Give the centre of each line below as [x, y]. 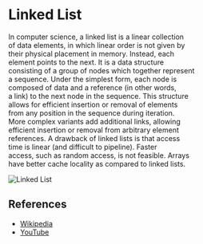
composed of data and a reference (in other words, [93, 87]
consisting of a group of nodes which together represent [101, 70]
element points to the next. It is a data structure [86, 62]
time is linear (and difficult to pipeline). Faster [83, 147]
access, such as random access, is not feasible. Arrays [99, 155]
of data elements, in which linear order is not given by [97, 45]
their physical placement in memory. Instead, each [91, 53]
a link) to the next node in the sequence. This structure [99, 96]
